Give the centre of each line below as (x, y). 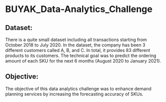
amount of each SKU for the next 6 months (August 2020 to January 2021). (83, 61)
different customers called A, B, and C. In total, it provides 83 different (78, 50)
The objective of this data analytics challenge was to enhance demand (78, 88)
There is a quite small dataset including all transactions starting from (76, 39)
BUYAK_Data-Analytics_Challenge (79, 9)
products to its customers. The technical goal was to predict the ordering (81, 55)
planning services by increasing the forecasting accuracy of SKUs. (74, 94)
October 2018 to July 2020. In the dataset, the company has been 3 (75, 45)
